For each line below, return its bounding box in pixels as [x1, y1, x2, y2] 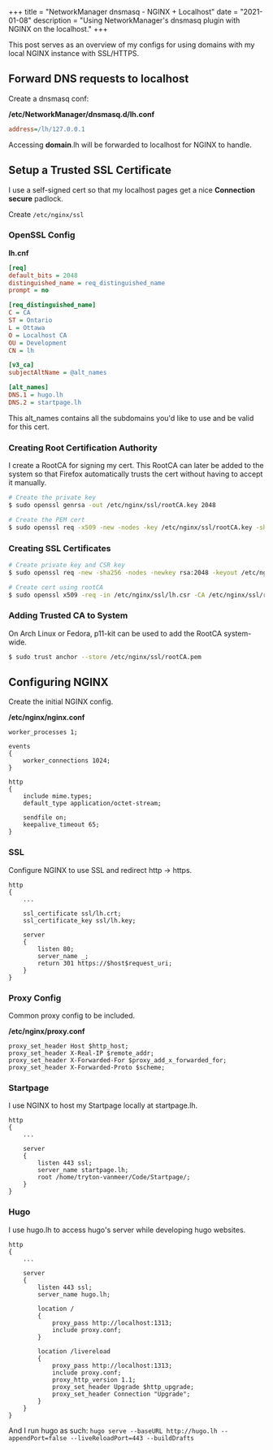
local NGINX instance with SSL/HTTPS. [8, 49, 140, 58]
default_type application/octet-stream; [23, 800, 162, 808]
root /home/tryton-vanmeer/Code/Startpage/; [37, 1174, 191, 1182]
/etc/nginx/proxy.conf [8, 1026, 85, 1035]
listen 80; [37, 944, 75, 953]
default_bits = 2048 [8, 271, 79, 280]
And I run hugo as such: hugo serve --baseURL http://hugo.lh [8, 1426, 218, 1435]
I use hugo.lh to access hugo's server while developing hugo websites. [8, 1225, 246, 1235]
